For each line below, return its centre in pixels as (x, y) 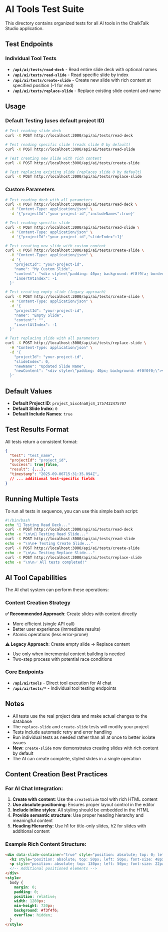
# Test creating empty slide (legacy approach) (56, 292)
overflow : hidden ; (33, 915)
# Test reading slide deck (33, 131)
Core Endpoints (24, 672)
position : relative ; (35, 896)
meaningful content (32, 821)
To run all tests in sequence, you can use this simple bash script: (72, 511)
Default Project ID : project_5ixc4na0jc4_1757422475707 (69, 403)
